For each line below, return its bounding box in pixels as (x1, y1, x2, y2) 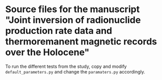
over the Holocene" (5, 47, 90, 58)
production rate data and (5, 25, 113, 36)
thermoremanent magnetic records (5, 36, 157, 48)
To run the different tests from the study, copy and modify (5, 63, 127, 69)
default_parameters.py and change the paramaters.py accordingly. (5, 68, 145, 74)
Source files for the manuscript (5, 4, 140, 15)
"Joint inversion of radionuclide (5, 14, 141, 26)
